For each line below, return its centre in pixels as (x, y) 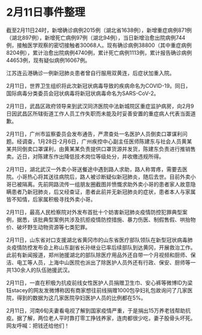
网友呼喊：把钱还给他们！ (38, 325)
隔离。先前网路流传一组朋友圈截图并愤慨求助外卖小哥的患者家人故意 (106, 184)
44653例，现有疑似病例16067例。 (48, 60)
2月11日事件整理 (46, 12)
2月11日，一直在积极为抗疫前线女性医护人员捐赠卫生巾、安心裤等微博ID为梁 (99, 283)
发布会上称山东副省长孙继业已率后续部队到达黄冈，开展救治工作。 (114, 247)
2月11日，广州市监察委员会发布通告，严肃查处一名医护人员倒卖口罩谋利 (94, 134)
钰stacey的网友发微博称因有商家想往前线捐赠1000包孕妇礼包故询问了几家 (97, 290)
